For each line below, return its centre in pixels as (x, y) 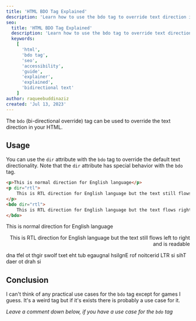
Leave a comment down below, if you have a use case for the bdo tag (90, 312)
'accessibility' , (43, 66)
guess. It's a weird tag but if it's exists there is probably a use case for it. (93, 300)
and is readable (171, 244)
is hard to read (24, 262)
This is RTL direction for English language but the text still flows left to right (100, 238)
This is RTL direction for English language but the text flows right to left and (96, 255)
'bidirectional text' (48, 88)
